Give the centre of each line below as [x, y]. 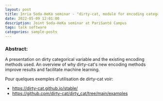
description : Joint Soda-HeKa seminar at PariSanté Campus [66, 23]
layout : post [18, 9]
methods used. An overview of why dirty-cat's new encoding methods [75, 65]
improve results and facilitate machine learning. [52, 70]
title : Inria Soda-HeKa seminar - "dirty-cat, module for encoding [75, 14]
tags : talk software [26, 28]
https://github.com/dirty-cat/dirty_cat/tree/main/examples [70, 94]
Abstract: [16, 49]
